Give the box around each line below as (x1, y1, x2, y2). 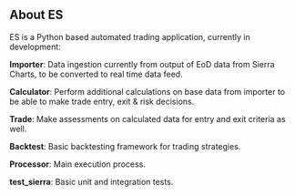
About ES (9, 7, 64, 23)
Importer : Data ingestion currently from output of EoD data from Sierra (9, 58, 275, 69)
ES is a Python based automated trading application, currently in (9, 31, 250, 42)
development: (9, 41, 61, 52)
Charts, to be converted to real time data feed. (9, 68, 184, 79)
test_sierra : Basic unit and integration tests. (9, 176, 174, 187)
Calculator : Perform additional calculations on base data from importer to (9, 86, 286, 97)
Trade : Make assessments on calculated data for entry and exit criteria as (9, 113, 286, 124)
